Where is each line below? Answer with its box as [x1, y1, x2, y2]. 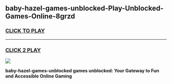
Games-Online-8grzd [5, 12, 75, 21]
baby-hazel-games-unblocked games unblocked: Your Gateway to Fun [5, 67, 160, 73]
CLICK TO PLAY [5, 27, 45, 35]
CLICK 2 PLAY [5, 46, 41, 53]
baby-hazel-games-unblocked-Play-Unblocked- [5, 4, 164, 13]
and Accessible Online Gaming [5, 73, 72, 79]
